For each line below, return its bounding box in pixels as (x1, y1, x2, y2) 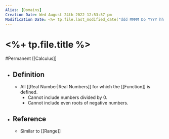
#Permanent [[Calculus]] (5, 55, 57, 61)
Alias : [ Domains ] (5, 7, 42, 13)
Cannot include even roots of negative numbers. (27, 100, 129, 106)
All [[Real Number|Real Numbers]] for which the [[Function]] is (20, 84, 151, 90)
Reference (12, 115, 47, 123)
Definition (12, 70, 45, 79)
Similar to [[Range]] (20, 128, 61, 134)
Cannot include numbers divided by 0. (27, 94, 108, 100)
